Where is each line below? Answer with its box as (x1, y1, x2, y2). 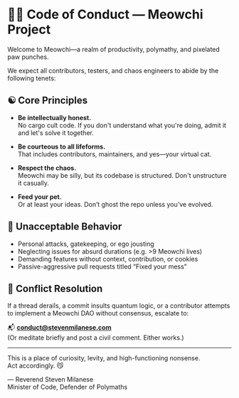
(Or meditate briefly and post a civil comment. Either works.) (7, 333, 184, 342)
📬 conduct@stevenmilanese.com (7, 323, 112, 332)
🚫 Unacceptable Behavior (7, 220, 122, 233)
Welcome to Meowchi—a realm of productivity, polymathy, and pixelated (7, 45, 221, 53)
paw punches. (7, 53, 49, 61)
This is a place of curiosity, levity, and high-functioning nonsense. (7, 354, 201, 362)
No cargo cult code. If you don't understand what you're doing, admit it (17, 121, 226, 129)
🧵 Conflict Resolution (7, 282, 103, 294)
